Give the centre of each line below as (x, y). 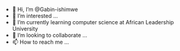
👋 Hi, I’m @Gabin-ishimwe (45, 9)
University (25, 29)
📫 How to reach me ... (40, 42)
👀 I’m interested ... (35, 16)
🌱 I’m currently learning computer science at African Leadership (93, 22)
